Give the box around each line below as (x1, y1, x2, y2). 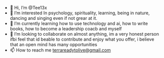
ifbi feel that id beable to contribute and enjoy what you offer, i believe (9, 36, 154, 42)
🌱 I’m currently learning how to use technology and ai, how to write (9, 20, 148, 26)
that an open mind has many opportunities (9, 42, 97, 47)
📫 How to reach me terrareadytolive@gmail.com (9, 47, 111, 53)
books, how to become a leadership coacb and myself (9, 26, 122, 32)
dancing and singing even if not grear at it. (9, 15, 97, 21)
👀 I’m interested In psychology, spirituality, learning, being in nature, (9, 10, 150, 16)
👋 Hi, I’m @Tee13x (9, 5, 47, 10)
